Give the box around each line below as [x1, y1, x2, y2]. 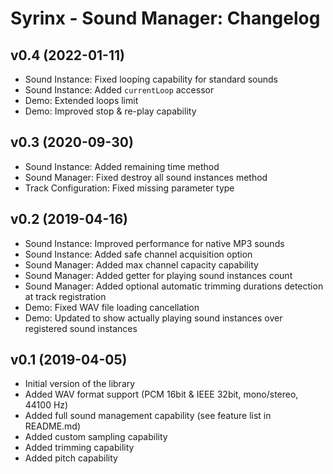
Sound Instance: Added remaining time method [24, 160, 220, 172]
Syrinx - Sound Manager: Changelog [10, 7, 321, 30]
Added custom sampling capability [24, 431, 168, 443]
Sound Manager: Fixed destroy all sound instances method [24, 171, 268, 183]
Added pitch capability [24, 452, 118, 464]
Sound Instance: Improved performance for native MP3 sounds [24, 237, 285, 249]
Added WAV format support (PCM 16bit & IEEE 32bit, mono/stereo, [24, 388, 299, 401]
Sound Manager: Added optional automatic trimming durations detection [24, 280, 324, 292]
